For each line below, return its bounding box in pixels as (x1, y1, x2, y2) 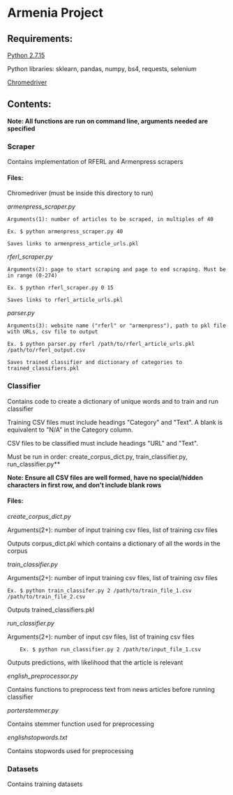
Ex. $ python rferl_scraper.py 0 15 (7, 285, 114, 291)
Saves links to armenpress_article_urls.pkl (7, 241, 139, 248)
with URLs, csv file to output (7, 328, 98, 335)
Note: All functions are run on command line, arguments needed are (7, 116, 208, 125)
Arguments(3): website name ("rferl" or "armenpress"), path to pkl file (7, 322, 227, 329)
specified (7, 124, 36, 132)
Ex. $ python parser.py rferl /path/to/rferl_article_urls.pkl (7, 340, 195, 348)
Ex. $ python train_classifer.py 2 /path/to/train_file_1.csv (7, 587, 192, 594)
